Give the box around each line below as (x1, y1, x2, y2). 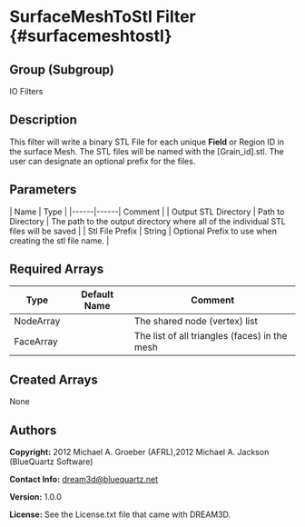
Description (9, 112, 77, 128)
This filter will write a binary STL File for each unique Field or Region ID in (9, 136, 284, 147)
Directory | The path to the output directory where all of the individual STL (9, 215, 286, 226)
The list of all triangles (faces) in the (133, 330, 288, 343)
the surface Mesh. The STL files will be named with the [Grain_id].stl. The (9, 145, 284, 156)
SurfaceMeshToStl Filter (9, 6, 197, 27)
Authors (9, 423, 57, 438)
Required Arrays (9, 262, 104, 277)
